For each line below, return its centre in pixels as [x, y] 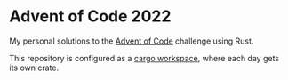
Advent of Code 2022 [90, 16]
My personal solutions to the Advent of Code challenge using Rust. [132, 41]
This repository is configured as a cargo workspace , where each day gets [144, 58]
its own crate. [34, 68]
